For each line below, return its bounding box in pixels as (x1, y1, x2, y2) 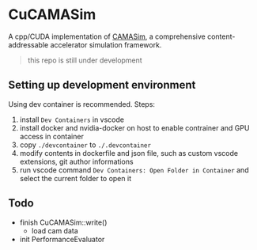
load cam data (31, 225, 79, 235)
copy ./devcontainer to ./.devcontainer (19, 140, 152, 150)
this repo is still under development (27, 55, 142, 65)
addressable (8, 40, 49, 49)
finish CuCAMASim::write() (19, 218, 108, 227)
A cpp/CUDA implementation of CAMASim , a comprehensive (8, 32, 206, 41)
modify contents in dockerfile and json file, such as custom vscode (19, 148, 239, 157)
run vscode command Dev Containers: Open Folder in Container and (19, 165, 249, 175)
